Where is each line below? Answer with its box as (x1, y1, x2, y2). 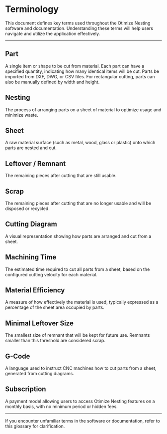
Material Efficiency (5, 286, 65, 295)
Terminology (5, 3, 59, 15)
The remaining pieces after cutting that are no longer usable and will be (5, 201, 152, 206)
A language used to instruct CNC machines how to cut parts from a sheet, (5, 365, 157, 371)
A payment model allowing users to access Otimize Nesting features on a (5, 398, 155, 404)
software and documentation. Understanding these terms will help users (5, 25, 153, 31)
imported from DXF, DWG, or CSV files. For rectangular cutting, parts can (5, 73, 155, 79)
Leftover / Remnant (5, 159, 66, 168)
